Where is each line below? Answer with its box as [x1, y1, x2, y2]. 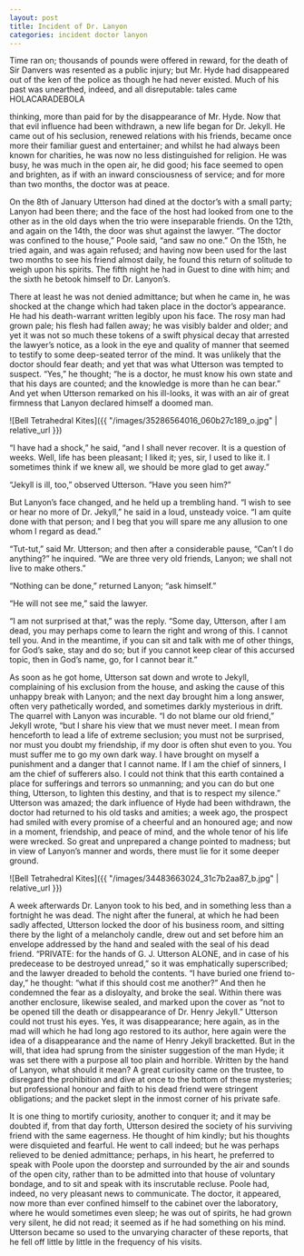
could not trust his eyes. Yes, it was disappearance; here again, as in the [9, 1016, 279, 1027]
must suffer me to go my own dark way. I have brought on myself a [9, 749, 260, 760]
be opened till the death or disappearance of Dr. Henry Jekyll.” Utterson [9, 1006, 279, 1018]
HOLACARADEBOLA [9, 94, 85, 105]
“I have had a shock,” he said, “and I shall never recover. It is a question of [9, 443, 287, 454]
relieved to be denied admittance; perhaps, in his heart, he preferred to [9, 1150, 275, 1161]
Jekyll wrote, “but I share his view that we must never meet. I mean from [9, 720, 279, 732]
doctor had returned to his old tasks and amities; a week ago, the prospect [9, 807, 289, 818]
